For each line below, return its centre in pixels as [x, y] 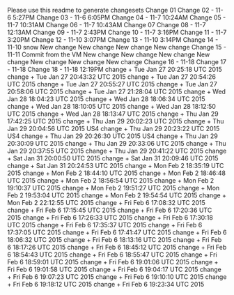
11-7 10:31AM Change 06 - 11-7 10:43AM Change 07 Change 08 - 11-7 [107, 25]
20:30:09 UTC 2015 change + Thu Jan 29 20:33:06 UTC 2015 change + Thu [117, 143]
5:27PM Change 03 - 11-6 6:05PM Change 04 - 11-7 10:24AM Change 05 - [119, 17]
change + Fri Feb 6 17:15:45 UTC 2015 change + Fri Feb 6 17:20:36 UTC [110, 210]
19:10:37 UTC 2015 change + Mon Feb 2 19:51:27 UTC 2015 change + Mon [114, 188]
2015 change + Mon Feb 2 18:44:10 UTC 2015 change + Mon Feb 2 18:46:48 [117, 173]
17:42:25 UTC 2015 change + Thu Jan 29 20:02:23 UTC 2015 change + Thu [116, 121]
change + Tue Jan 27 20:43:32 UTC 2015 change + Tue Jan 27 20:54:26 [112, 77]
